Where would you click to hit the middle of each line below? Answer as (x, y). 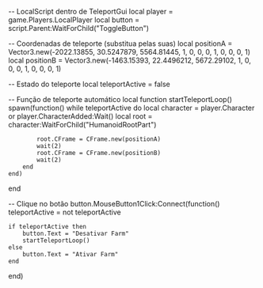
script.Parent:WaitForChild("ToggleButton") (78, 28)
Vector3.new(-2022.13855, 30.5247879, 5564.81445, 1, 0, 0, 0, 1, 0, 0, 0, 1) (130, 52)
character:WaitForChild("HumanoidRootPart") (82, 125)
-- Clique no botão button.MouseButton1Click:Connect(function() (114, 204)
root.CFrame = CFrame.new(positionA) (99, 139)
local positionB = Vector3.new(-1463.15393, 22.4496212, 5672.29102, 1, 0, (130, 60)
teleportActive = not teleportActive (65, 212)
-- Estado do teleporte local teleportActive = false (89, 84)
